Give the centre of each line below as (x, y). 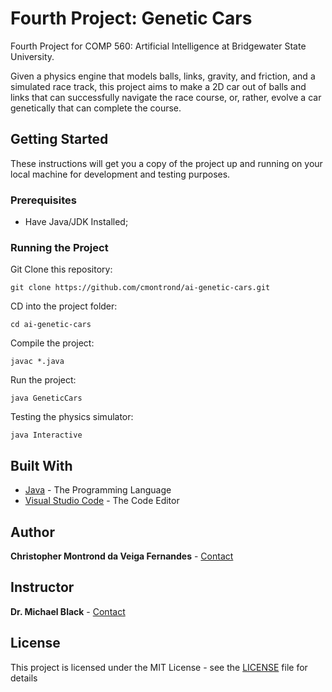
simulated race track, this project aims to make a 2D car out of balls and (158, 86)
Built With (41, 465)
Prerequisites (43, 200)
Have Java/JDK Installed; (76, 222)
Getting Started (59, 139)
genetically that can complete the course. (96, 108)
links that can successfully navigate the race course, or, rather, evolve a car (166, 97)
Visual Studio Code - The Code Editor (102, 501)
